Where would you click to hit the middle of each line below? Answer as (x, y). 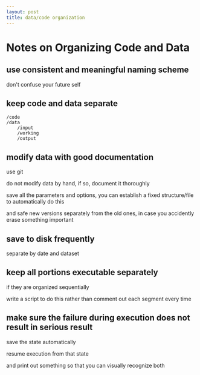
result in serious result (50, 327)
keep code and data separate (62, 103)
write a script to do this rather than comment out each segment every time (99, 299)
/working (28, 133)
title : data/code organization (46, 18)
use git (15, 172)
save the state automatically (41, 342)
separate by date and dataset (43, 253)
